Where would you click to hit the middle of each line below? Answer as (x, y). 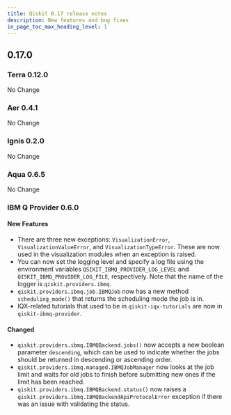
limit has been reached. (51, 382)
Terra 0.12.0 (28, 75)
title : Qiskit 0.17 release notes (57, 14)
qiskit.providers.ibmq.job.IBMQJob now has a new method (103, 291)
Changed (21, 329)
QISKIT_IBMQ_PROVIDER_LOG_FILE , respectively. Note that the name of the (120, 276)
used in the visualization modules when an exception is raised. (107, 254)
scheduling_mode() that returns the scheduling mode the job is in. (111, 299)
